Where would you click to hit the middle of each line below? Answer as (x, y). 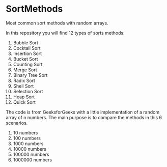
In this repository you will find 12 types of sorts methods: (65, 33)
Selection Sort (28, 91)
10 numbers (25, 132)
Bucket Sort (25, 59)
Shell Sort (23, 86)
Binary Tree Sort (30, 75)
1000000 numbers (33, 160)
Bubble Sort (26, 43)
